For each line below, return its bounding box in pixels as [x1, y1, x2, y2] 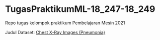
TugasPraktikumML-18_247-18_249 [5, 3, 156, 15]
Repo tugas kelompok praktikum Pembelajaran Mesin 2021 [5, 20, 125, 26]
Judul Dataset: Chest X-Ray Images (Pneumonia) [5, 29, 105, 35]
